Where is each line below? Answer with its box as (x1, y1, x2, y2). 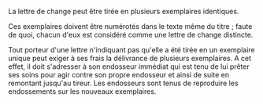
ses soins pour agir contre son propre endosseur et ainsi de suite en (8, 70, 230, 79)
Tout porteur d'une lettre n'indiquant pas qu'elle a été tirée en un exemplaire (8, 45, 255, 54)
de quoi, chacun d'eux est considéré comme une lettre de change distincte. (8, 30, 254, 39)
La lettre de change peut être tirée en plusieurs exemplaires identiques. (8, 7, 239, 16)
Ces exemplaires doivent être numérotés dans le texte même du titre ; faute (8, 22, 253, 30)
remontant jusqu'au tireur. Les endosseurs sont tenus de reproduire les (8, 78, 239, 88)
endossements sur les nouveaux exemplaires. (8, 87, 157, 96)
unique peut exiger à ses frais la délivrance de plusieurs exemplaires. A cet (8, 54, 252, 63)
